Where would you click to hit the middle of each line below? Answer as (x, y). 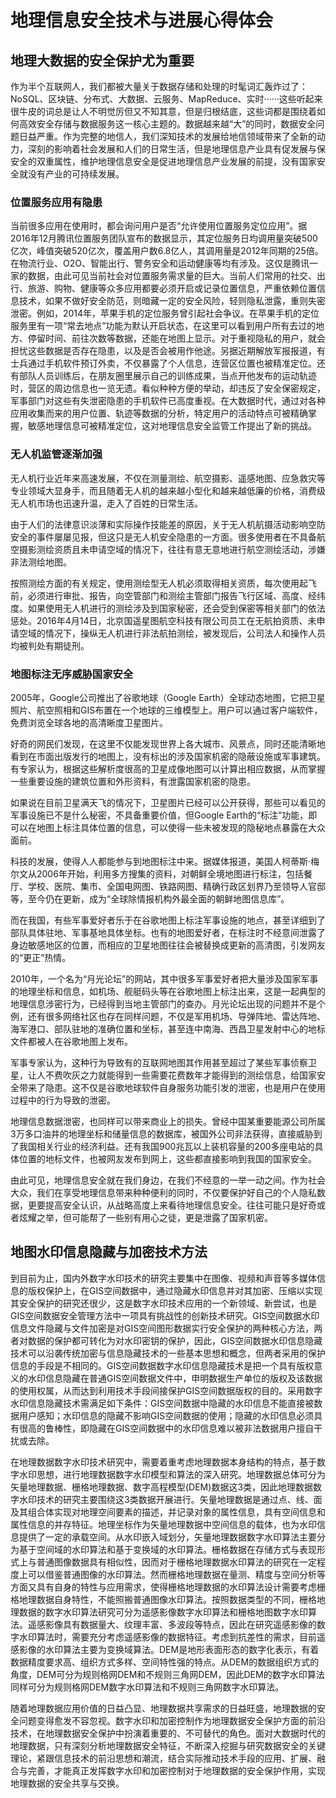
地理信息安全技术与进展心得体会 (142, 20)
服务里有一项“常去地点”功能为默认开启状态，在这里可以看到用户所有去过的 (163, 326)
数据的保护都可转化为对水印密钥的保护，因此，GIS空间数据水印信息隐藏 (175, 1340)
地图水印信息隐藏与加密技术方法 (109, 1252)
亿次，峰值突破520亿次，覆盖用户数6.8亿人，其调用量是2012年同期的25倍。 (167, 251)
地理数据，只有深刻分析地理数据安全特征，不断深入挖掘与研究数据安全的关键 (168, 1745)
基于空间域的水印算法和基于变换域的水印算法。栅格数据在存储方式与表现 (167, 1549)
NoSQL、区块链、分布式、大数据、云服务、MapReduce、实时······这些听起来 (166, 99)
